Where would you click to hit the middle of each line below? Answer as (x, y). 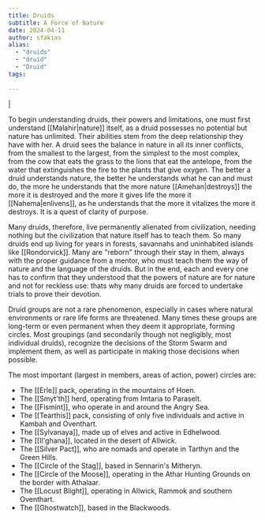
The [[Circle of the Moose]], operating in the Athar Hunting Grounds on (135, 473)
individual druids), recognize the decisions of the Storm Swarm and (118, 342)
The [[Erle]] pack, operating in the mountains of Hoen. (108, 390)
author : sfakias (35, 37)
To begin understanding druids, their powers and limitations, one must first (129, 119)
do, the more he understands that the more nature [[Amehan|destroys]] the (130, 186)
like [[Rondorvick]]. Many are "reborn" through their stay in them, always (126, 252)
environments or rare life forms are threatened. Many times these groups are (132, 317)
